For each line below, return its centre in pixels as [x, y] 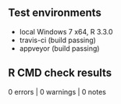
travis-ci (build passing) [57, 40]
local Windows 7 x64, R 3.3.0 [66, 31]
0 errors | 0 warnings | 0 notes [57, 91]
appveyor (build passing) [59, 48]
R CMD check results [60, 73]
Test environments [55, 13]
